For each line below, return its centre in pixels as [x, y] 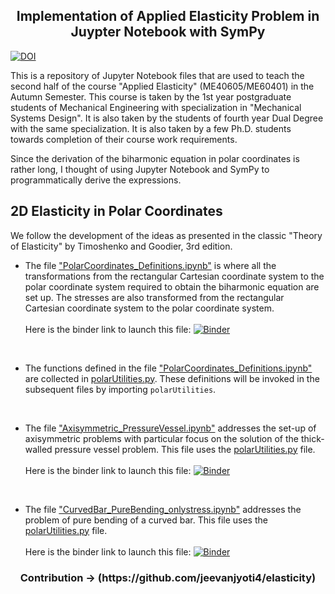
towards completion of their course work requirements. [124, 139]
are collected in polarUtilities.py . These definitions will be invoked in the [172, 378]
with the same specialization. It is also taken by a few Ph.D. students [151, 128]
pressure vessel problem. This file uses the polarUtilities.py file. [185, 449]
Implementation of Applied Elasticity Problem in [168, 16]
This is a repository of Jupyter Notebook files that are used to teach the [157, 75]
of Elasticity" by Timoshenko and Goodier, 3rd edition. [121, 246]
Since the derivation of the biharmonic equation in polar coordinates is [155, 158]
